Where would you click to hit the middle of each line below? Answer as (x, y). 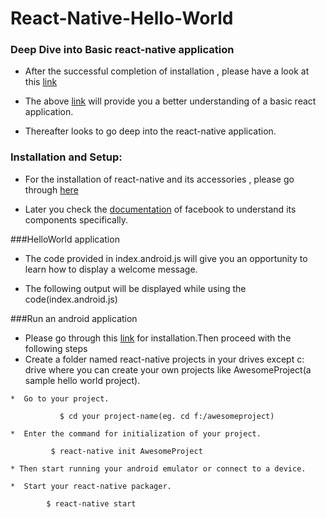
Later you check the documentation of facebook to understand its (160, 209)
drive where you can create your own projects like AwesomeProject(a (168, 369)
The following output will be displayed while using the (135, 288)
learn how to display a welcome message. (111, 269)
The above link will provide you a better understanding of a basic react (170, 101)
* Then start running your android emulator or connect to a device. (158, 468)
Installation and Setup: (66, 157)
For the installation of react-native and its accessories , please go (159, 179)
